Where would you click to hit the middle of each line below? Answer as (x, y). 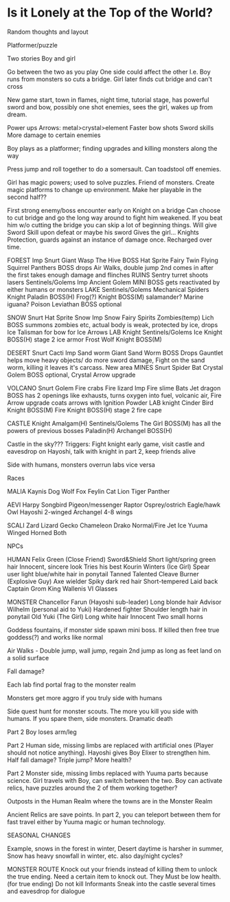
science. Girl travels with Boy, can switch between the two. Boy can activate (115, 780)
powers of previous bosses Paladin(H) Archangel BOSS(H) (90, 430)
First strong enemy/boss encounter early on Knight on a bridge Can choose (114, 210)
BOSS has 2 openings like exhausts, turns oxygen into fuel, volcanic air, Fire (114, 395)
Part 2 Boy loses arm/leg (42, 732)
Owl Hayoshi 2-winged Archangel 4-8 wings (70, 512)
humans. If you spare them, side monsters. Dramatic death (90, 718)
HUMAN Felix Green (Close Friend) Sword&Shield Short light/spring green (112, 559)
